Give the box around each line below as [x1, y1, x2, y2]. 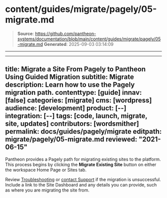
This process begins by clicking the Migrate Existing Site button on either [5, 161, 157, 168]
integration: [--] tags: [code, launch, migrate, [5, 112, 148, 120]
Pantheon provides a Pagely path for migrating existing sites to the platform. [5, 156, 161, 162]
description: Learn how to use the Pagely [5, 81, 135, 89]
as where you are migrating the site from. [5, 187, 89, 193]
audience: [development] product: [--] [5, 104, 127, 113]
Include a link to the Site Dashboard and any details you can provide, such [5, 182, 157, 188]
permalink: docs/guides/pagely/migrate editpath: [5, 127, 162, 136]
